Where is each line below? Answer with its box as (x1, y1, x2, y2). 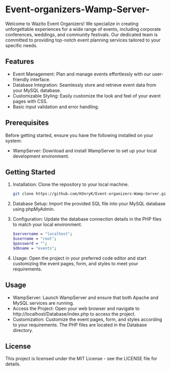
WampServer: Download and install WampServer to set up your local (12, 147, 157, 153)
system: (5, 138, 22, 144)
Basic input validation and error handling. (12, 104, 100, 110)
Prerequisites (5, 119, 49, 127)
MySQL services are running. (12, 300, 75, 306)
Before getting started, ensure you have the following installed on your (5, 132, 154, 138)
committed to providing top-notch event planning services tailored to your (5, 37, 161, 43)
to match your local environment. (12, 222, 83, 228)
